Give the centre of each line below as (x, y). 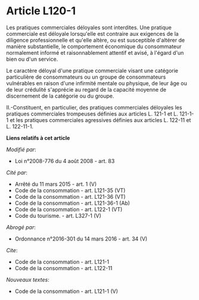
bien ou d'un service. (32, 59)
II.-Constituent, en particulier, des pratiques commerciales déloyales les (94, 107)
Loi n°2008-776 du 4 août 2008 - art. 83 (65, 161)
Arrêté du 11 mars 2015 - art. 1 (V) (56, 184)
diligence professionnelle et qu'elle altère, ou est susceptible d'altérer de (96, 40)
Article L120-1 (41, 11)
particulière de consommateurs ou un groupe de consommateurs (86, 77)
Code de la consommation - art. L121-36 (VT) (70, 196)
